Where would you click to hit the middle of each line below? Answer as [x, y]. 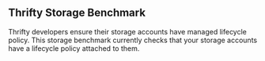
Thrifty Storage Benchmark [77, 13]
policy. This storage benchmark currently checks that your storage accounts [133, 40]
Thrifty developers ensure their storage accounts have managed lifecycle [128, 31]
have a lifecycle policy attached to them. [74, 48]
